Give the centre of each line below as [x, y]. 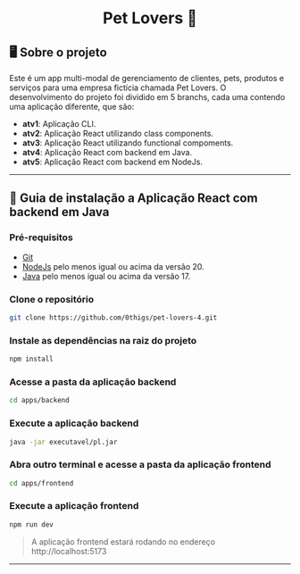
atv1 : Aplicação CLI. [59, 124]
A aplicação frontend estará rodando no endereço [123, 541]
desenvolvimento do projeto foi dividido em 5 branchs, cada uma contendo [147, 97]
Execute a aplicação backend [74, 423]
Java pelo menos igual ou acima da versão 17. [106, 276]
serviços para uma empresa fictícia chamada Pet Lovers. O [118, 87]
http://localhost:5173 [69, 551]
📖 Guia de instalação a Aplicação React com [133, 199]
